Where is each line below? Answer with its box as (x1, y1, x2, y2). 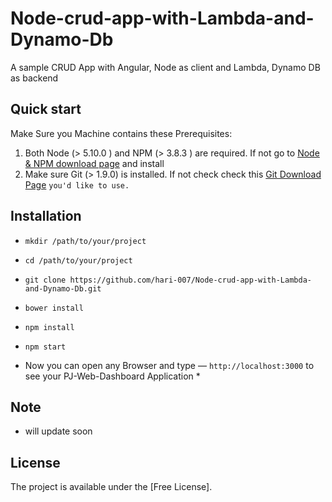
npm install (24, 322, 75, 332)
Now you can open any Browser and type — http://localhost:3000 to (24, 359, 315, 371)
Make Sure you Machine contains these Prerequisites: (10, 127, 233, 139)
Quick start (10, 101, 82, 118)
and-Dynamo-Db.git (24, 283, 102, 294)
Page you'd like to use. (24, 178, 130, 191)
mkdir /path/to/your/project (24, 236, 147, 246)
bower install (24, 303, 84, 313)
